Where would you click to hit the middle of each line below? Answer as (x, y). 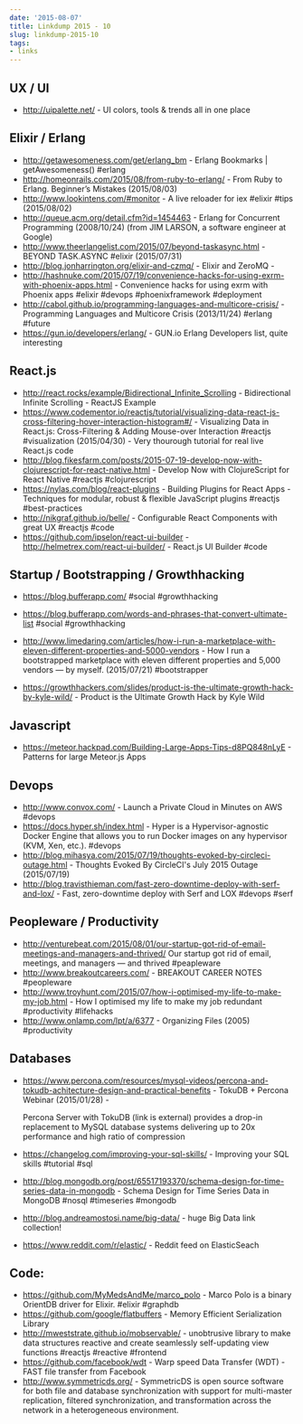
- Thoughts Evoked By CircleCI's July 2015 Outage (164, 865)
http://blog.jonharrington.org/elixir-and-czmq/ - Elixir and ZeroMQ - (148, 265)
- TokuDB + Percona (251, 1089)
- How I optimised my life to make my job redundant (166, 1001)
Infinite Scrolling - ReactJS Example (89, 402)
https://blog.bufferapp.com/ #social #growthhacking (120, 597)
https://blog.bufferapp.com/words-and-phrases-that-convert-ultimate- (155, 614)
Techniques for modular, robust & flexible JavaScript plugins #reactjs (151, 498)
